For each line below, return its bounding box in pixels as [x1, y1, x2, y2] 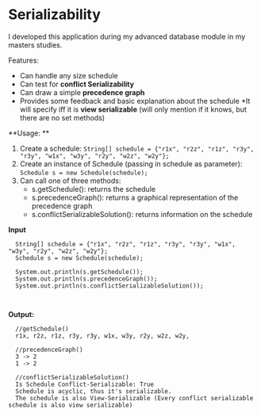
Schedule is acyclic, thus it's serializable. [15, 387, 172, 395]
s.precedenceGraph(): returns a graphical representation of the [31, 193, 239, 202]
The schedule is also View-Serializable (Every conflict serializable [15, 394, 254, 402]
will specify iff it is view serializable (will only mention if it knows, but [19, 105, 248, 114]
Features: [8, 55, 40, 65]
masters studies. [8, 40, 63, 49]
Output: [8, 309, 34, 319]
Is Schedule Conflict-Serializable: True [15, 380, 155, 388]
